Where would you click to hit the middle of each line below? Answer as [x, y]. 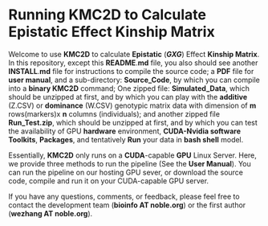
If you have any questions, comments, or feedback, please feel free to [124, 196]
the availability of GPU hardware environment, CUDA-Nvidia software [124, 131]
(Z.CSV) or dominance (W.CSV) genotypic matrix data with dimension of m [132, 105]
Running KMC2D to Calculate [108, 15]
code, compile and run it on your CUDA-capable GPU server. [109, 181]
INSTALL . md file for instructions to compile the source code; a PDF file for [131, 71]
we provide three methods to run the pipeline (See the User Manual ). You [130, 163]
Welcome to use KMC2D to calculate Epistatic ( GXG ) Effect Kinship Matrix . [134, 54]
